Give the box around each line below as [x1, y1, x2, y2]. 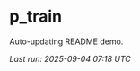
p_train [9, 6, 63, 27]
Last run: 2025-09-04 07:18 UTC [9, 53, 132, 64]
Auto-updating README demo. [9, 36, 124, 47]
